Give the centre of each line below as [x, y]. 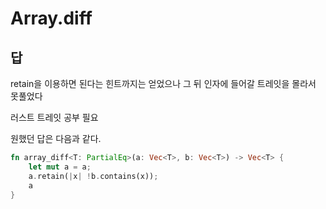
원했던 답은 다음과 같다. [56, 138]
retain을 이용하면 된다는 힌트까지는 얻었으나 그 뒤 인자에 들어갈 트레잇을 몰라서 [163, 83]
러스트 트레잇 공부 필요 [54, 117]
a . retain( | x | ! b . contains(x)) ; [93, 176]
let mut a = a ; [60, 167]
